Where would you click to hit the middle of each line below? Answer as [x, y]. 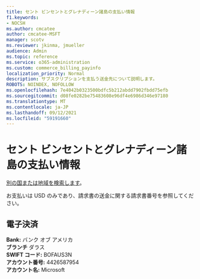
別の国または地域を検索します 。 [46, 183]
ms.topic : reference [32, 57]
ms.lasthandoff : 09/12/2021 [42, 113]
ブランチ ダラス [26, 247]
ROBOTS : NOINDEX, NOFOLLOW [40, 85]
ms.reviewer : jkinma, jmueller [45, 46]
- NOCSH [16, 23]
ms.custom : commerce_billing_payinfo [54, 68]
